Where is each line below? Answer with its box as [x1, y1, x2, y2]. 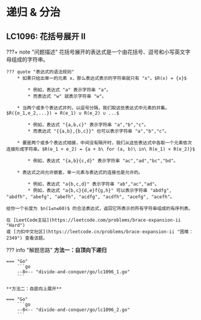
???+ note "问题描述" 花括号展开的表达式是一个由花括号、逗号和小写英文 [6, 49, 185, 55]
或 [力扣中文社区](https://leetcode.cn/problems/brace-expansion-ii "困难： [6, 229, 194, 235]
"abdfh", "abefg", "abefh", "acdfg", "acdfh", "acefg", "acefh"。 [6, 194, 175, 200]
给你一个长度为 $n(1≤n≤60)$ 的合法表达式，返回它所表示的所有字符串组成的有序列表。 [6, 205, 193, 211]
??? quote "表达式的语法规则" [6, 69, 75, 75]
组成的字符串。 [11, 56, 49, 63]
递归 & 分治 [6, 5, 61, 19]
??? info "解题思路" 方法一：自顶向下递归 [6, 247, 107, 253]
